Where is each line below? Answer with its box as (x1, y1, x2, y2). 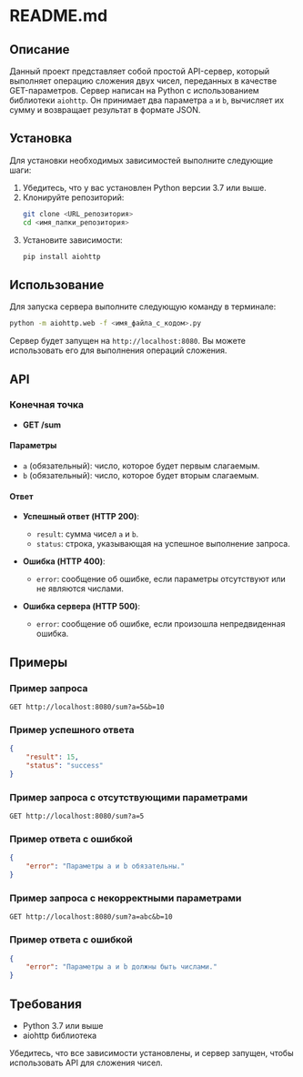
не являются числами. (35, 583, 125, 594)
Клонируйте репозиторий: (22, 192, 125, 203)
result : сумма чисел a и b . (35, 528, 139, 539)
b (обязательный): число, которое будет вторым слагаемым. (22, 470, 259, 481)
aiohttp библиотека (22, 1030, 97, 1041)
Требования (9, 996, 82, 1012)
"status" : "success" (25, 760, 104, 770)
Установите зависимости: (22, 234, 123, 246)
